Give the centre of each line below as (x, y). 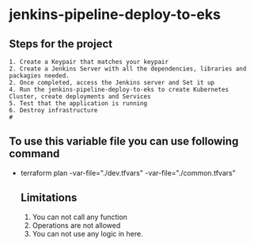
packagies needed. (39, 76)
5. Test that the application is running (78, 104)
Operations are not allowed (76, 225)
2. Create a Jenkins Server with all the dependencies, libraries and (128, 69)
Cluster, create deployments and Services (80, 97)
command (34, 154)
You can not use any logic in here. (87, 233)
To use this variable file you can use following (124, 141)
